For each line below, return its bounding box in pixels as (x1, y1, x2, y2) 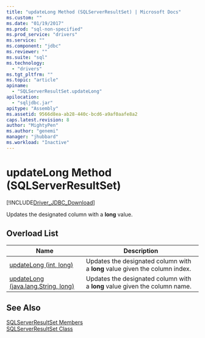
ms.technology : (6, 60, 45, 66)
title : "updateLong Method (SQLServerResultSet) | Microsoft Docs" (6, 9, 182, 15)
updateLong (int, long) (9, 261, 74, 269)
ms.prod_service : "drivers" (6, 32, 78, 38)
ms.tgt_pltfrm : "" (6, 71, 53, 77)
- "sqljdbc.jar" (12, 99, 53, 106)
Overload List (6, 228, 59, 239)
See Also (6, 303, 41, 313)
